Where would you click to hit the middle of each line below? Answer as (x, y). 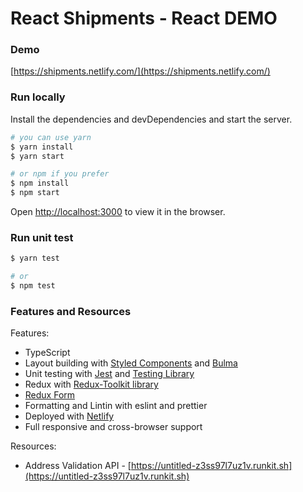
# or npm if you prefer (60, 174)
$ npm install (40, 183)
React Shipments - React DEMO (144, 18)
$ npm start (35, 193)
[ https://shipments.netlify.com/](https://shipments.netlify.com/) (140, 71)
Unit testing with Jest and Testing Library (109, 374)
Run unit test (42, 237)
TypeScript (47, 353)
